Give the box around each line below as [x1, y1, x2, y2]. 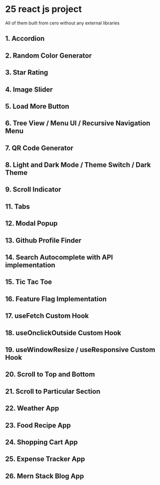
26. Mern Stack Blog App [5, 472, 84, 480]
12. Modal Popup [5, 219, 58, 228]
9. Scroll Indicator [5, 185, 61, 194]
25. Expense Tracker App [5, 455, 85, 464]
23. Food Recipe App [5, 421, 71, 429]
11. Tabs [5, 202, 30, 211]
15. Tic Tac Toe [5, 278, 52, 286]
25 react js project [5, 3, 82, 15]
